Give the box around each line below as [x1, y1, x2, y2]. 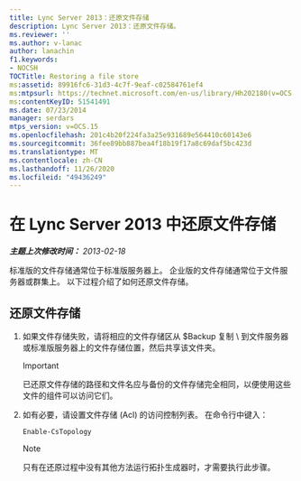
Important [22, 360, 59, 371]
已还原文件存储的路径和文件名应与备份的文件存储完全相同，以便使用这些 [22, 379, 291, 389]
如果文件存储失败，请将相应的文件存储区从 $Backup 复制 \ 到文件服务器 [22, 331, 289, 341]
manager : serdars [9, 114, 75, 123]
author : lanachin [9, 47, 75, 56]
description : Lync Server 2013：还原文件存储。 [9, 22, 180, 31]
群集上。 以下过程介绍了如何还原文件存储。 [32, 276, 194, 287]
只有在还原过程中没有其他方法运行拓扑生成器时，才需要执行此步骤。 [22, 462, 276, 472]
